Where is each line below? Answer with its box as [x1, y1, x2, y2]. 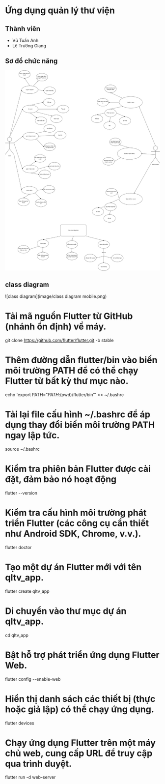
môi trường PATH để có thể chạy [5, 365, 138, 376]
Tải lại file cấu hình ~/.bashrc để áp [5, 409, 151, 420]
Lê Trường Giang [12, 43, 47, 49]
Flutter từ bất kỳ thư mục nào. [5, 376, 129, 387]
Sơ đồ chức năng [5, 57, 58, 65]
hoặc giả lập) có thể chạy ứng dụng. [5, 703, 155, 715]
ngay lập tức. [5, 430, 60, 441]
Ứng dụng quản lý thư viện [5, 5, 115, 16]
